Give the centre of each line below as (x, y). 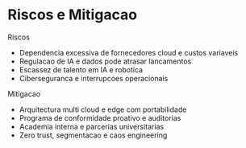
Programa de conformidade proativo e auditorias (100, 117)
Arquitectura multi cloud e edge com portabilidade (103, 109)
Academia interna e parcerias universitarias (92, 126)
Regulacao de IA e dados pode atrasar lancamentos (105, 61)
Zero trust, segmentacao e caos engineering (93, 135)
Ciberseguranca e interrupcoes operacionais (94, 78)
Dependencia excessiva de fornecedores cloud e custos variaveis (129, 52)
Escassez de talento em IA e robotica (81, 69)
